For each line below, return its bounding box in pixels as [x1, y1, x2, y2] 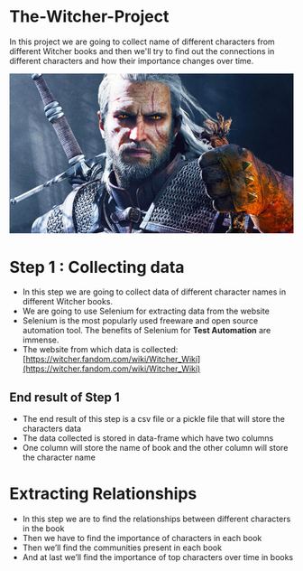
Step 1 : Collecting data [9, 257, 185, 277]
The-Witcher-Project [9, 6, 170, 27]
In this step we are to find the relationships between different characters [22, 513, 291, 525]
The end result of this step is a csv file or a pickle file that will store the [22, 414, 286, 425]
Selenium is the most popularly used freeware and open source [22, 315, 259, 326]
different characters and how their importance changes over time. [9, 55, 254, 66]
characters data [22, 423, 82, 435]
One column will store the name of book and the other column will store [22, 443, 289, 454]
